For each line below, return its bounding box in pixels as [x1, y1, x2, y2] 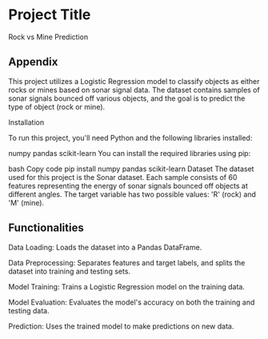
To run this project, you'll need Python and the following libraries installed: [8, 133, 253, 142]
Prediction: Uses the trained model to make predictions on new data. [8, 321, 234, 331]
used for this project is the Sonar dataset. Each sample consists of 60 [8, 172, 238, 181]
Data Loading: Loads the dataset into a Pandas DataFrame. [8, 242, 202, 252]
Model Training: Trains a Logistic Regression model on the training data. [8, 281, 246, 291]
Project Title [8, 6, 91, 24]
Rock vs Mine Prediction [8, 32, 89, 42]
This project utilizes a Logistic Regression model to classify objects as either [8, 76, 260, 86]
